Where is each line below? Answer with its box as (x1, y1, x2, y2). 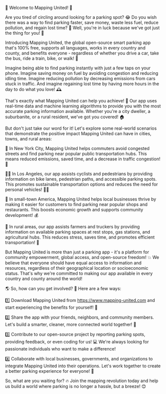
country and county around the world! (5, 276, 83, 282)
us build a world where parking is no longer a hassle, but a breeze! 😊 (5, 384, 147, 389)
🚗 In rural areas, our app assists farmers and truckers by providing (5, 224, 140, 230)
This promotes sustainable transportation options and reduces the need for (5, 181, 158, 187)
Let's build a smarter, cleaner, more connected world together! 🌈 (5, 322, 137, 327)
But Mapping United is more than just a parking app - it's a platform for (5, 249, 149, 255)
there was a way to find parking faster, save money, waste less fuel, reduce (5, 20, 159, 25)
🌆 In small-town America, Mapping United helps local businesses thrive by (5, 196, 157, 202)
